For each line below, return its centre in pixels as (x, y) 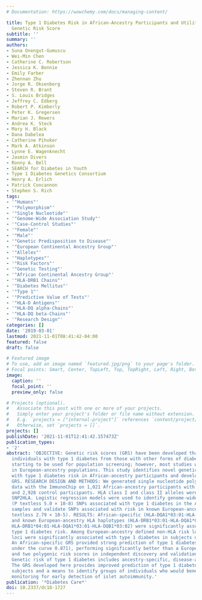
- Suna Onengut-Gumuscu (36, 51)
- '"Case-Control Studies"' (41, 224)
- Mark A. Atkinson (31, 146)
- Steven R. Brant (29, 90)
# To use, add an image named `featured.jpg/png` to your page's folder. (101, 364)
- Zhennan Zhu (24, 79)
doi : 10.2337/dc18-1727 (36, 588)
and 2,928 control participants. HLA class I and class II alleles (98, 492)
